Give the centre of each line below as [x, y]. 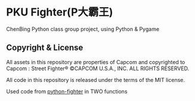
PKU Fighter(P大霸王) [60, 12]
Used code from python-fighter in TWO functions [67, 91]
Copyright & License [45, 48]
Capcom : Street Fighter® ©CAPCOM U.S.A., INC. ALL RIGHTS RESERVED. [98, 68]
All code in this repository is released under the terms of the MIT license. [96, 80]
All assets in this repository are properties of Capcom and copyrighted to [96, 62]
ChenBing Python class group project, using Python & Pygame [83, 29]
